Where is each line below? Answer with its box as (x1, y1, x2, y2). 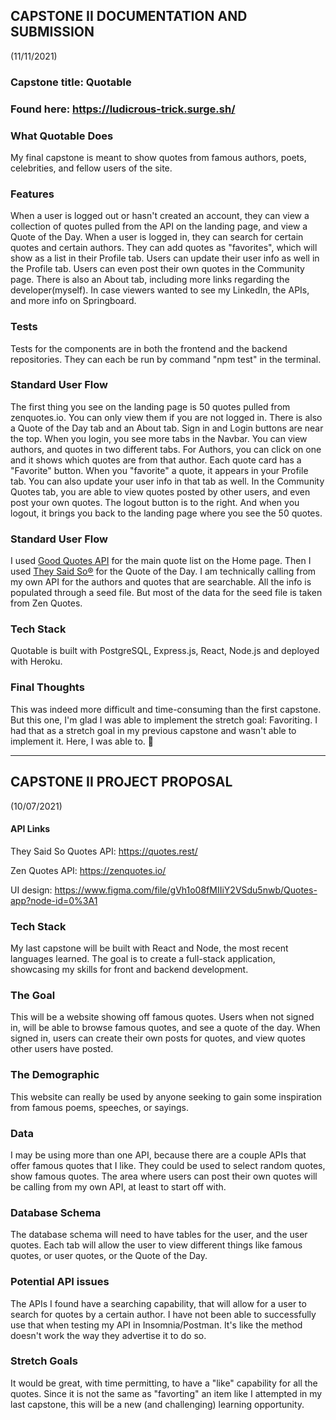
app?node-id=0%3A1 (10, 894, 98, 906)
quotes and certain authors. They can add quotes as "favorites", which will (10, 242, 318, 254)
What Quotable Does (10, 129, 114, 143)
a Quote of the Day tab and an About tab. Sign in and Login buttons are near (10, 422, 324, 434)
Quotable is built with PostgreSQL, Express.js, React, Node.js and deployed (10, 645, 320, 657)
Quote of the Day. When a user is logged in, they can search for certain (10, 231, 304, 243)
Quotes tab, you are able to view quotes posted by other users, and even (10, 485, 311, 498)
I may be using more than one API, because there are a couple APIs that (10, 1149, 307, 1161)
